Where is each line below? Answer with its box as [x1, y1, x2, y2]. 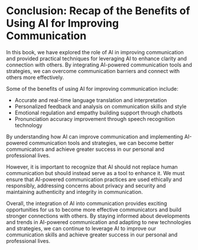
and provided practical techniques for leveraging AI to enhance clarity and [6, 55, 187, 62]
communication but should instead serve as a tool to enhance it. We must [6, 169, 185, 176]
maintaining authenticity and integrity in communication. [6, 188, 143, 195]
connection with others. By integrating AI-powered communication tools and [6, 61, 192, 68]
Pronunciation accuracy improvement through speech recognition [14, 115, 176, 122]
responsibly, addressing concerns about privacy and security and [6, 182, 166, 189]
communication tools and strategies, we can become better [28, 139, 174, 146]
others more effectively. [6, 74, 64, 81]
